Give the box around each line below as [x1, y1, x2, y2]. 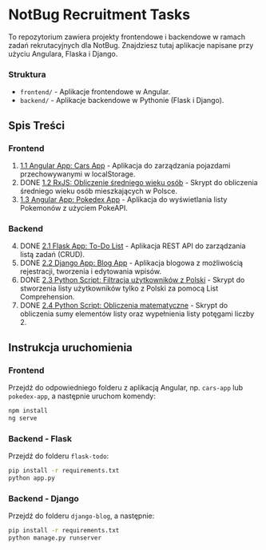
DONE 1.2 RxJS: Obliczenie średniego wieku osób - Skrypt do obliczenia [19, 177, 258, 187]
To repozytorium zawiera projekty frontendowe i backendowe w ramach [8, 32, 246, 42]
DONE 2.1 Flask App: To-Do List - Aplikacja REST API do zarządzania [19, 241, 246, 251]
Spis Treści [8, 118, 66, 133]
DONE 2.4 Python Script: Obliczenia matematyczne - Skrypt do [19, 301, 228, 311]
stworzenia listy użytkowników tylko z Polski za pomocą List [19, 283, 218, 293]
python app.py [8, 473, 56, 482]
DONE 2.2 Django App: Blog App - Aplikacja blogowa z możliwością [19, 258, 244, 268]
